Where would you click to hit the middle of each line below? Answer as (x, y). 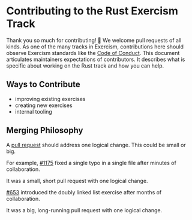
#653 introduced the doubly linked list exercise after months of (84, 192)
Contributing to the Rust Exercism (92, 11)
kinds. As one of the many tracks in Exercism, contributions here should (95, 47)
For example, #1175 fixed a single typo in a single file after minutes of (91, 163)
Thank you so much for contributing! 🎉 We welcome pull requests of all (94, 40)
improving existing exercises (50, 99)
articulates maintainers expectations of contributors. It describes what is (96, 59)
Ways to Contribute (43, 85)
